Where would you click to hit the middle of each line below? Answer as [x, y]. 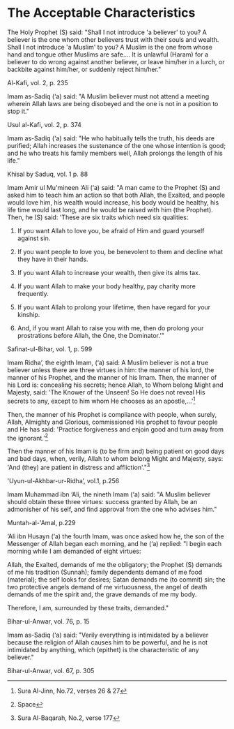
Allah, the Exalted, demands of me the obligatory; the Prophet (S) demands [115, 564]
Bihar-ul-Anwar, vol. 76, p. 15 [48, 621]
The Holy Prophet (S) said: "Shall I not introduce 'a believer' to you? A [107, 32]
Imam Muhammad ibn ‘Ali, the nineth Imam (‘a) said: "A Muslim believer [109, 494]
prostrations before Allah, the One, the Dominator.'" [91, 335]
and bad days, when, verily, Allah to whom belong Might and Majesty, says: [115, 459]
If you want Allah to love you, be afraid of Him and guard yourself [111, 230]
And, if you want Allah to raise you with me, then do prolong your [110, 328]
